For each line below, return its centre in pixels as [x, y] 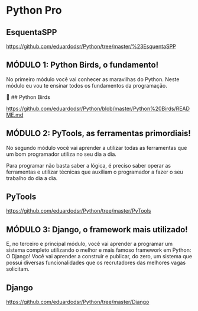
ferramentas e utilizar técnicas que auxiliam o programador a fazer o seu [95, 172]
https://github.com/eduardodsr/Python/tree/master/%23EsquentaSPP [91, 46]
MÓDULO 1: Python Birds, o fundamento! [82, 65]
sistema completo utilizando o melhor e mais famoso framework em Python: [99, 250]
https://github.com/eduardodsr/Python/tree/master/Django [78, 302]
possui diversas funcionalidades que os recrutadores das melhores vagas [96, 263]
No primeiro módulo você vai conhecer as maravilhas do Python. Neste [93, 79]
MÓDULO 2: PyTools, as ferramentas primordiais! [98, 134]
